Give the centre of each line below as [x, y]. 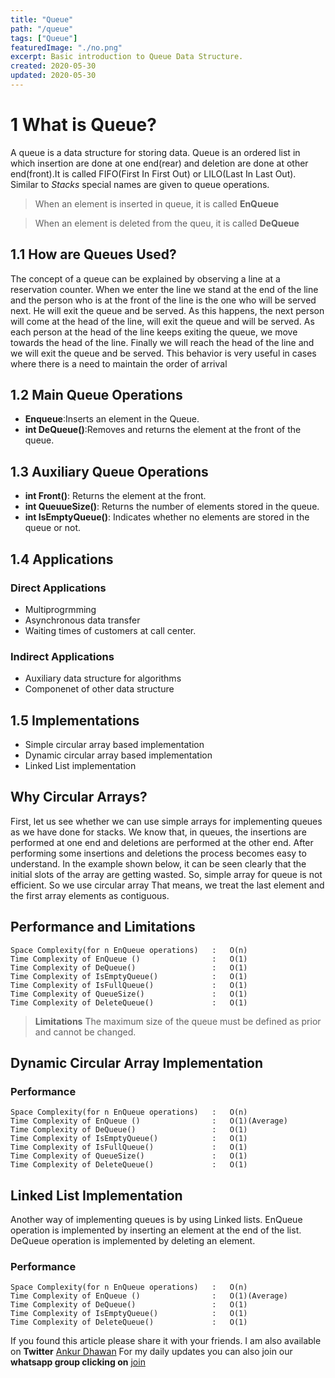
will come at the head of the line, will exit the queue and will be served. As [162, 321]
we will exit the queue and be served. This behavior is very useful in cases [163, 353]
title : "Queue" [42, 19]
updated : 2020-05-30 [53, 76]
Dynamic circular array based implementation [118, 755]
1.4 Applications [62, 559]
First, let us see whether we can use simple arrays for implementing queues [166, 821]
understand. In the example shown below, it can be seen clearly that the [158, 863]
